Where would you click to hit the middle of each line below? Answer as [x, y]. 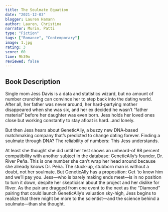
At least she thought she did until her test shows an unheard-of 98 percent [82, 151]
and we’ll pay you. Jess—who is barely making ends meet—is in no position [83, 177]
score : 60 [16, 52]
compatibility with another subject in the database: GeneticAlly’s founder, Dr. [84, 156]
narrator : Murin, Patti [30, 29]
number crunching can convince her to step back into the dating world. [79, 99]
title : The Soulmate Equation [37, 10]
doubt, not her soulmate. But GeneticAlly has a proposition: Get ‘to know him [84, 172]
